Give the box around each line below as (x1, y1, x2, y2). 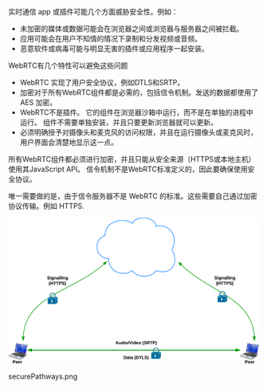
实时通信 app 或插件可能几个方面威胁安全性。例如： (8, 7, 179, 16)
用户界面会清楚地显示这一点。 (19, 138, 118, 147)
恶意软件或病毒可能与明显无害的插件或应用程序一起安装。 (19, 44, 209, 53)
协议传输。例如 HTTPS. (8, 202, 85, 210)
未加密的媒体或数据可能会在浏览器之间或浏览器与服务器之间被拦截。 (19, 24, 244, 33)
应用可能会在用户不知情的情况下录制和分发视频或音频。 (19, 34, 202, 43)
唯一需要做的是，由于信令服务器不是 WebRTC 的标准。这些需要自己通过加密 (8, 191, 257, 201)
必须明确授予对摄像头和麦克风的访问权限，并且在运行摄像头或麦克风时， (19, 128, 257, 137)
